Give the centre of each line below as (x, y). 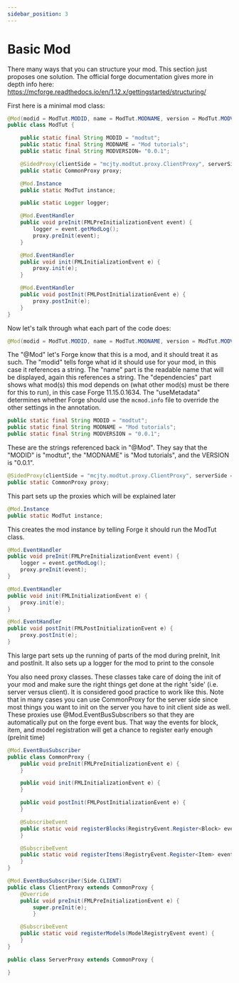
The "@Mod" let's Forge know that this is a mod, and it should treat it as (113, 355)
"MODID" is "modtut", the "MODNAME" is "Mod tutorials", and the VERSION (118, 455)
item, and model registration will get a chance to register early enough (110, 729)
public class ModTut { (41, 125)
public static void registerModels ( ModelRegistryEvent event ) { (117, 934)
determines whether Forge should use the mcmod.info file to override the (113, 400)
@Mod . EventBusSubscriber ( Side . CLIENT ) (65, 881)
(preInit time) (26, 737)
